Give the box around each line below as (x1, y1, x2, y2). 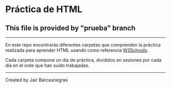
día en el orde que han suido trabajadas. (5, 62, 90, 68)
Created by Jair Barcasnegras (5, 77, 68, 83)
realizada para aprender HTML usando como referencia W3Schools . (5, 47, 149, 53)
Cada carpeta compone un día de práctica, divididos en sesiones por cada (5, 57, 162, 63)
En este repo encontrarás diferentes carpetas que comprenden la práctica (5, 42, 161, 48)
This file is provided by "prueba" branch (5, 24, 136, 32)
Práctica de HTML (5, 4, 82, 15)
